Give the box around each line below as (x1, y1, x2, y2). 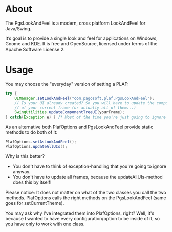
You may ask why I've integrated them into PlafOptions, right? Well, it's (5, 210, 155, 216)
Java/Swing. (5, 25, 32, 31)
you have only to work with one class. (5, 221, 85, 227)
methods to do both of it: (5, 129, 58, 135)
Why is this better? (5, 153, 45, 159)
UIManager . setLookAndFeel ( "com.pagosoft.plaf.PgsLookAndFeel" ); (14, 96, 155, 101)
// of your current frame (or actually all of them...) (14, 105, 137, 110)
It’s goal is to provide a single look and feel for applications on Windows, (5, 35, 158, 41)
